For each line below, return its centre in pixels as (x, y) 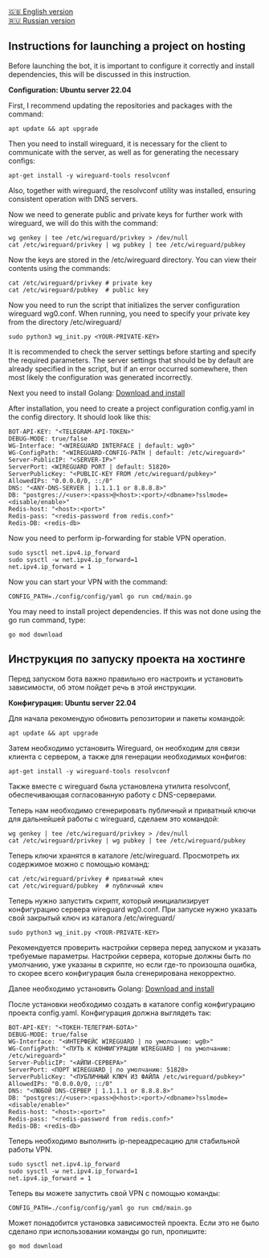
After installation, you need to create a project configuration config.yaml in (131, 408)
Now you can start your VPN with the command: (88, 581)
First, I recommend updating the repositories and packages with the (120, 105)
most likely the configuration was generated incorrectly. (101, 377)
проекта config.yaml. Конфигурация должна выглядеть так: (110, 1013)
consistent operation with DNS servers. (73, 199)
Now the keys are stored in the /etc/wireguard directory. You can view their (132, 260)
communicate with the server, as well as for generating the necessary (124, 152)
